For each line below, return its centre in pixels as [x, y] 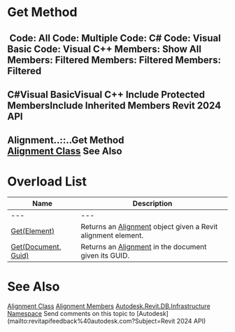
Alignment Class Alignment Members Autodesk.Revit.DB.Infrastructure [109, 306]
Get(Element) [33, 231]
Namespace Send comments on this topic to [71, 314]
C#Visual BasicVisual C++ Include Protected [106, 94]
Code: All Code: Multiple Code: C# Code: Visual [115, 38]
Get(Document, [36, 247]
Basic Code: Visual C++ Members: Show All [104, 49]
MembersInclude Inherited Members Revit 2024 [114, 105]
